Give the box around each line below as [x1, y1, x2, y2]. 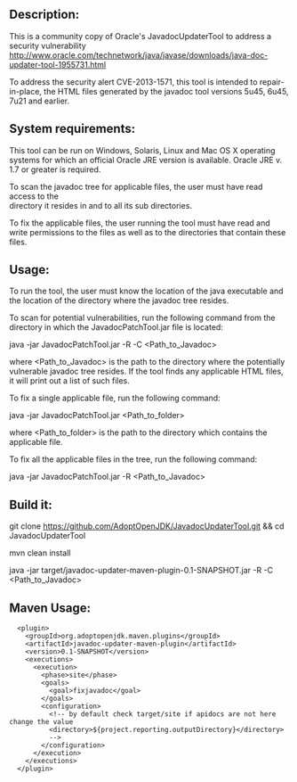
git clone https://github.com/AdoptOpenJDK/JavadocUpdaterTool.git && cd [9, 521, 285, 531]
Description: [9, 7, 80, 22]
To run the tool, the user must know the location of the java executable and [9, 285, 284, 297]
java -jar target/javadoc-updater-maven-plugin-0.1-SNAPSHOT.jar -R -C [9, 565, 274, 576]
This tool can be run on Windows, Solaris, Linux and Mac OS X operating [9, 144, 276, 155]
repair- [259, 76, 285, 87]
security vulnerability [9, 40, 86, 51]
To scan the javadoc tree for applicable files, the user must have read [9, 181, 263, 192]
